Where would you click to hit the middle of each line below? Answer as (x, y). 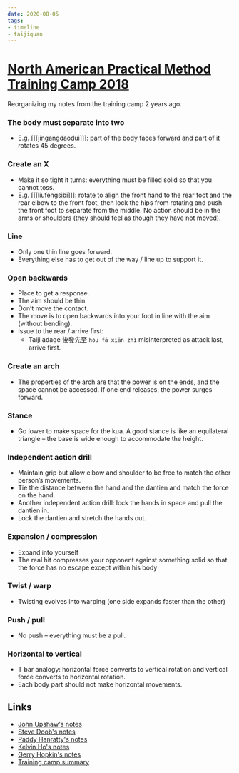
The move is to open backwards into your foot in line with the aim (114, 316)
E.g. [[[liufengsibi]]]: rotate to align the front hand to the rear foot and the (124, 195)
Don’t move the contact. (53, 308)
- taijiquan (25, 34)
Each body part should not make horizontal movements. (100, 684)
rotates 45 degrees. (47, 146)
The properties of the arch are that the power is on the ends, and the (118, 382)
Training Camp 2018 (68, 85)
